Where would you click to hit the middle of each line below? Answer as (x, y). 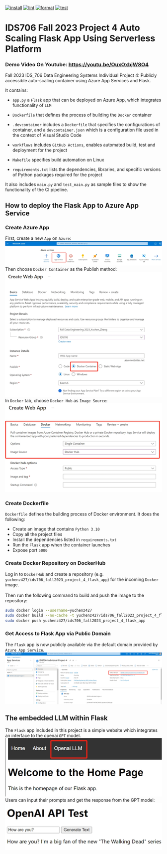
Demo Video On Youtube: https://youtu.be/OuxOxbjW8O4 (77, 65)
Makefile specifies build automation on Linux (58, 160)
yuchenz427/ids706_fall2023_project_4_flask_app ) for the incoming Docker (82, 579)
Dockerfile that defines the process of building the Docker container (82, 115)
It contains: (17, 90)
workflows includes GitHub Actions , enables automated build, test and (84, 145)
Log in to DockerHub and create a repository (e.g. (54, 574)
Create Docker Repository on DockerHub (55, 563)
